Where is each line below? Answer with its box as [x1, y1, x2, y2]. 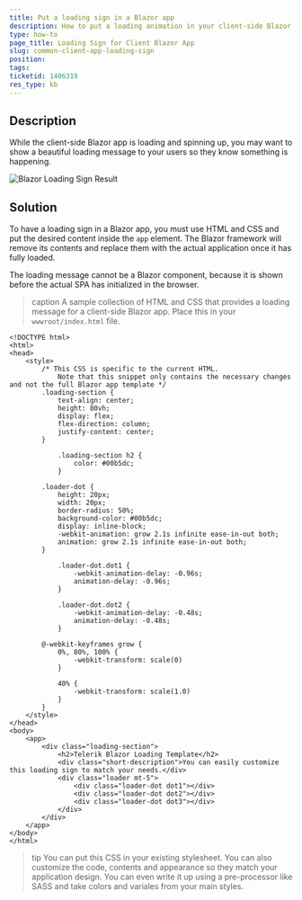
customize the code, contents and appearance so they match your [31, 862, 278, 873]
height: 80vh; [57, 404, 111, 414]
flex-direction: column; [57, 420, 151, 429]
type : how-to [9, 30, 58, 39]
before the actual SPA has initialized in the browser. [9, 280, 200, 290]
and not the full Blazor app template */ [9, 380, 167, 389]
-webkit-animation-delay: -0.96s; [73, 569, 203, 578]
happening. [9, 156, 51, 167]
